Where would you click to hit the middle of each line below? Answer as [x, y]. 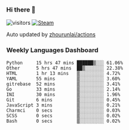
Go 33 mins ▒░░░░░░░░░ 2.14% [63, 89]
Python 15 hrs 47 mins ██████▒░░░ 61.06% [64, 63]
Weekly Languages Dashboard [52, 50]
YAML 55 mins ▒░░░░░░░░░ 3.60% [63, 79]
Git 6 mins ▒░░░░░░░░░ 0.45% [63, 100]
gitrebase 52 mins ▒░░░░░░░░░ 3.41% [63, 84]
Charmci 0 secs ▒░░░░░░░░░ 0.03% [63, 110]
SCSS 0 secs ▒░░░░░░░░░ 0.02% [63, 115]
